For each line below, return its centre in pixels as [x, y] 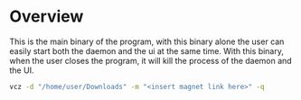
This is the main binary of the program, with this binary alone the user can [147, 41]
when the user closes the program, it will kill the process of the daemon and [150, 60]
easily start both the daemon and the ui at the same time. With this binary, [147, 50]
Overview [47, 17]
